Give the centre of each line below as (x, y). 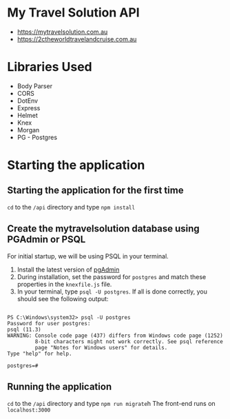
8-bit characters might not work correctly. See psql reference (129, 341)
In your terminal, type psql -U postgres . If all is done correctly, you (112, 292)
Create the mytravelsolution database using (103, 229)
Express (29, 108)
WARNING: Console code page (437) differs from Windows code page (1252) (115, 336)
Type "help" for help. (40, 354)
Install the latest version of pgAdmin (68, 269)
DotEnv (28, 101)
